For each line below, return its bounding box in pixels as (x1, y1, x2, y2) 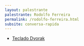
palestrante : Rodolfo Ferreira (5, 12, 70, 17)
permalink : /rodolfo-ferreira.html (5, 17, 79, 22)
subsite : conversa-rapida (5, 21, 59, 27)
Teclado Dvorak (12, 35, 45, 41)
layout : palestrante (5, 7, 48, 13)
